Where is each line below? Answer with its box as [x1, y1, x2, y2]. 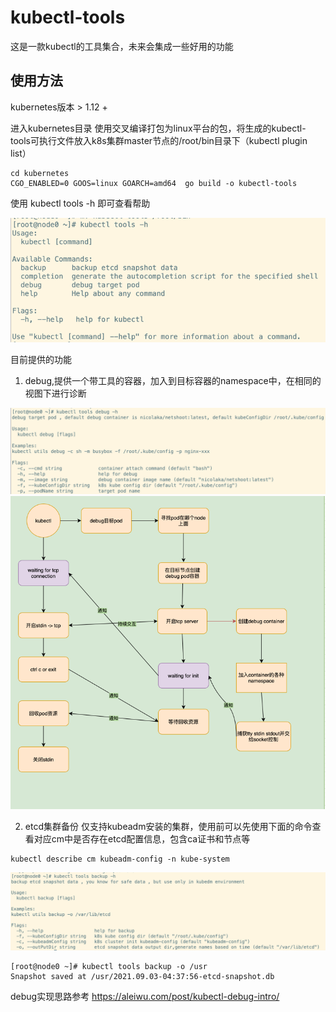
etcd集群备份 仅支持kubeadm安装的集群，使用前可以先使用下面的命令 [24, 821, 313, 833]
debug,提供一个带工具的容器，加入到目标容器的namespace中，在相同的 [24, 374, 322, 386]
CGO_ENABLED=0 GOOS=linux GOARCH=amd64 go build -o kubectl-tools [10, 178, 298, 188]
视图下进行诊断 [24, 387, 87, 399]
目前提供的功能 [10, 353, 72, 365]
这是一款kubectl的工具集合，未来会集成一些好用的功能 [10, 40, 234, 52]
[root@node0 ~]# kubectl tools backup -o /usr [10, 961, 208, 971]
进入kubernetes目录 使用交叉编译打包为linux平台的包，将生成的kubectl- [10, 122, 307, 134]
